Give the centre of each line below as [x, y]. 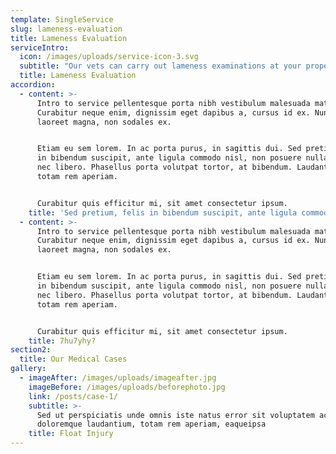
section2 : [31, 350]
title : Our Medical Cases [73, 359]
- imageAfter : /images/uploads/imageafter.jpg [118, 378]
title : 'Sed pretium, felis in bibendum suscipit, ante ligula [163, 212]
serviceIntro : [40, 47]
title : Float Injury [71, 434]
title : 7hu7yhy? [62, 341]
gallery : [28, 369]
